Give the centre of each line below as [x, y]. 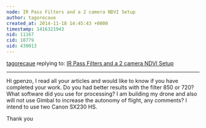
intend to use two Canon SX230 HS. [52, 107]
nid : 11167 [20, 35]
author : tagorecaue [31, 18]
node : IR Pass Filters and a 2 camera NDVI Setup [71, 12]
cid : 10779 [20, 40]
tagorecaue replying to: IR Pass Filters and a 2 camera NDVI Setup [90, 63]
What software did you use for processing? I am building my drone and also [102, 94]
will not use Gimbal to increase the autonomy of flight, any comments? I [97, 100]
